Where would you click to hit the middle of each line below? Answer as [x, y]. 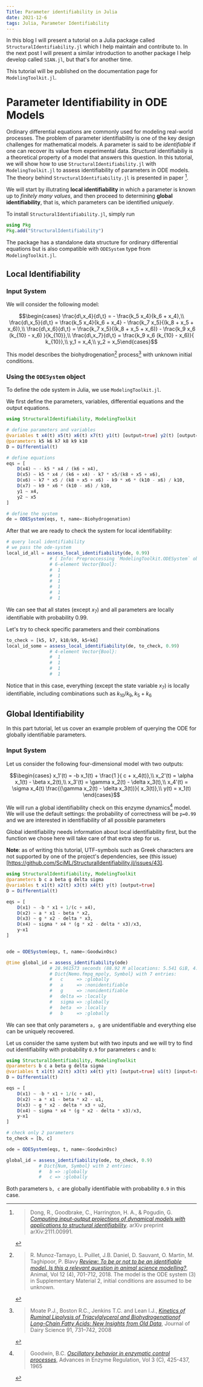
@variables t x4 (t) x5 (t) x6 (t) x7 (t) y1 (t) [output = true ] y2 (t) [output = [102, 436]
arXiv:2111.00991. [51, 1232]
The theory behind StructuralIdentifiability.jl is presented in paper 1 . [98, 177]
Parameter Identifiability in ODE [87, 102]
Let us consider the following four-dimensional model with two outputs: [95, 764]
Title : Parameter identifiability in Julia [62, 12]
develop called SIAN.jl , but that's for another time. [69, 60]
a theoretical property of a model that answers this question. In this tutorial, [100, 157]
